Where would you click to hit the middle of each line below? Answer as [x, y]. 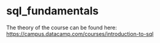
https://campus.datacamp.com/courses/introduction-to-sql [80, 33]
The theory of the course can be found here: [62, 27]
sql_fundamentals [53, 11]
